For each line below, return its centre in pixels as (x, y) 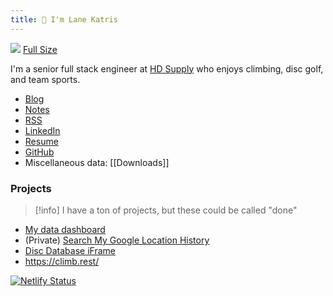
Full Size (40, 49)
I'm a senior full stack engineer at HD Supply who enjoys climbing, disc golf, (167, 68)
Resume (41, 141)
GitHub (39, 152)
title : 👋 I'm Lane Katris (64, 19)
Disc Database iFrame (70, 250)
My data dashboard (65, 229)
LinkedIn (42, 130)
